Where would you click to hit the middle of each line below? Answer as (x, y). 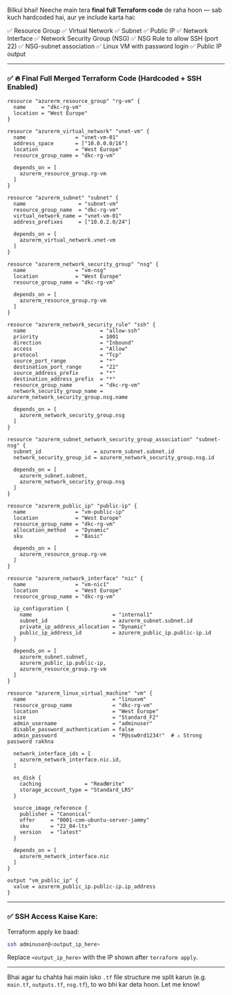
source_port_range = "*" (65, 361)
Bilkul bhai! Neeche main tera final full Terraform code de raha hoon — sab (115, 10)
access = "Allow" (71, 349)
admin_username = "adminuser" (83, 724)
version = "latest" (50, 832)
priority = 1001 (66, 337)
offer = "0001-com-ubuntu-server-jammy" (85, 820)
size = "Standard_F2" (86, 717)
